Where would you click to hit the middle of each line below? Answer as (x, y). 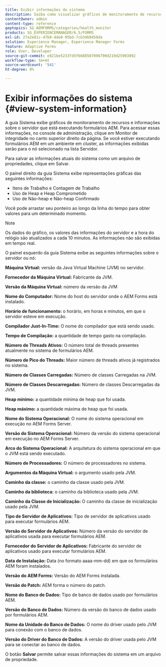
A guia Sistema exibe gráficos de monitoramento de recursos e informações (83, 122)
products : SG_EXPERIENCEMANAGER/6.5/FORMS (49, 33)
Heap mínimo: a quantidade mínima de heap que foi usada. (65, 399)
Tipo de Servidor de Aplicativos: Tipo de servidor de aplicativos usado (78, 516)
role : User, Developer (28, 51)
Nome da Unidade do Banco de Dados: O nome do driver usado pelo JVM (81, 624)
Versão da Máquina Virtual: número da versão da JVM (61, 286)
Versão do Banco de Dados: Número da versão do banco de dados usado (81, 610)
